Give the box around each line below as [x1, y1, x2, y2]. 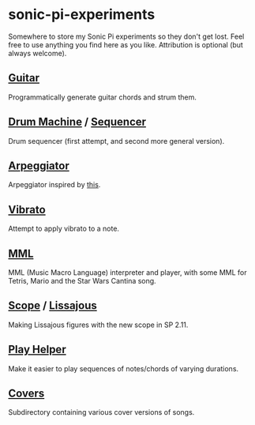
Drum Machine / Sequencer [8, 115, 147, 129]
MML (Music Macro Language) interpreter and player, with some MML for [8, 268, 247, 277]
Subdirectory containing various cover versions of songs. [8, 408, 195, 417]
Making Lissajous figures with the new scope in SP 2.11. [8, 320, 189, 329]
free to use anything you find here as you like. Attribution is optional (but [8, 39, 243, 49]
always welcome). [8, 48, 67, 58]
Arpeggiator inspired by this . [8, 180, 101, 190]
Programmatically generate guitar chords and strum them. [8, 92, 197, 102]
